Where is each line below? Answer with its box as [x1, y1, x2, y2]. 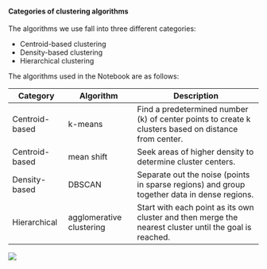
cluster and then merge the [137, 212, 238, 223]
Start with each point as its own [137, 202, 254, 213]
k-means [68, 119, 103, 130]
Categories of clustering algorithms [8, 6, 129, 16]
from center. [137, 133, 184, 144]
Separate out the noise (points [137, 169, 250, 180]
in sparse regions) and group [137, 179, 246, 190]
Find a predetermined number [137, 104, 249, 115]
